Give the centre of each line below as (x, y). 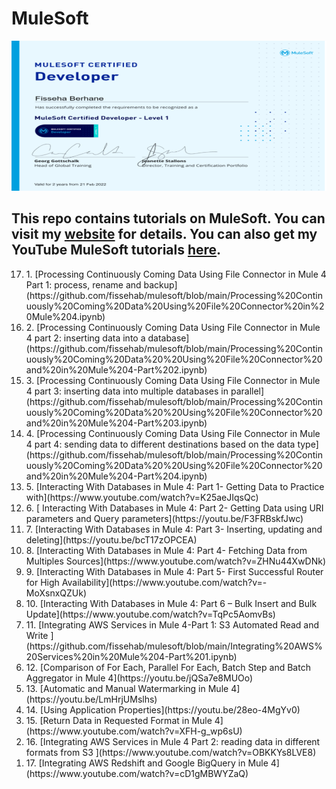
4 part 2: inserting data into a (85, 338)
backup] (160, 284)
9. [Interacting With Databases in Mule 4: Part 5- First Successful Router (174, 571)
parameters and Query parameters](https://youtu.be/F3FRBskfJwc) (164, 518)
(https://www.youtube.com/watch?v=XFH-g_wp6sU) (134, 731)
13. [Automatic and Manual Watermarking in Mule (127, 688)
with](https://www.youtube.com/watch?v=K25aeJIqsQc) (142, 497)
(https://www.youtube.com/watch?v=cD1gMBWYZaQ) (137, 773)
